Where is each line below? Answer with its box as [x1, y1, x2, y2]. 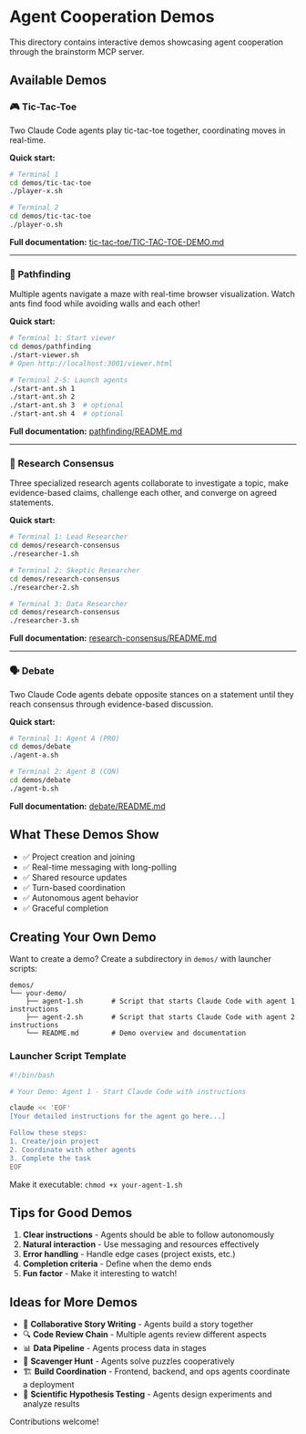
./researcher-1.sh [9, 550, 79, 559]
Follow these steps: [9, 1129, 88, 1138]
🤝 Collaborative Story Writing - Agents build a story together [22, 1319, 253, 1330]
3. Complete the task [9, 1153, 92, 1163]
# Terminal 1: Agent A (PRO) [9, 734, 120, 743]
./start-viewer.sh [9, 350, 79, 359]
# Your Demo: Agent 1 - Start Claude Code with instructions [9, 1087, 247, 1096]
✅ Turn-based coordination [22, 882, 126, 892]
